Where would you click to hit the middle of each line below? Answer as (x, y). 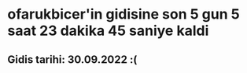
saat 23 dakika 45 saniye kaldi (108, 31)
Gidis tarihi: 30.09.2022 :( (72, 59)
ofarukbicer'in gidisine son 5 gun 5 (124, 14)
